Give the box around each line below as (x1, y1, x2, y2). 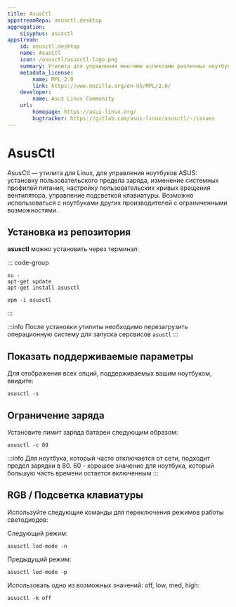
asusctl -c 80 (7, 442, 49, 449)
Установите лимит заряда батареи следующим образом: (7, 428, 178, 436)
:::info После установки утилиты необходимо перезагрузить (7, 323, 188, 331)
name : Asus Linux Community (32, 96, 114, 103)
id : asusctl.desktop (20, 43, 80, 50)
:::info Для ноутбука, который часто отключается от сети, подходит (7, 454, 211, 462)
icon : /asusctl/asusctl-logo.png (20, 56, 118, 63)
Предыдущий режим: (7, 555, 72, 563)
